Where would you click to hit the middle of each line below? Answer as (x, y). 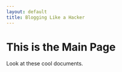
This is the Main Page (61, 47)
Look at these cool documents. (45, 64)
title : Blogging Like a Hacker (46, 17)
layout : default (27, 12)
